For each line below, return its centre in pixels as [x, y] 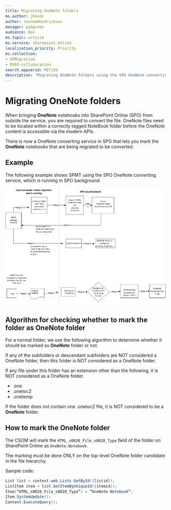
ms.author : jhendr [25, 16]
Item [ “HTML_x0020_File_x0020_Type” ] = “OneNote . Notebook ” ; [69, 492]
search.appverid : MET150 [32, 70]
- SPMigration [20, 59]
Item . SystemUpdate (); [28, 497]
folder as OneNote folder [45, 328]
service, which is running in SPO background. [53, 180]
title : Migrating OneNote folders [42, 11]
